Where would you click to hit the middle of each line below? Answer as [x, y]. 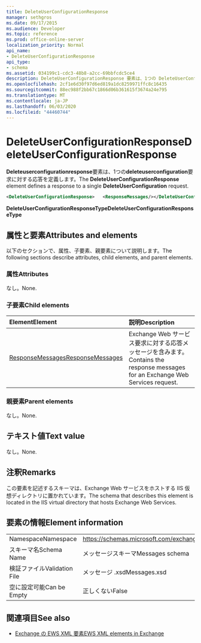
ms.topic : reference [32, 34]
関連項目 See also [38, 618]
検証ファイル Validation [41, 569]
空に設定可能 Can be [37, 587]
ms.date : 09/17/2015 [32, 23]
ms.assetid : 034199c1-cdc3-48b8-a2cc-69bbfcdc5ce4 [71, 73]
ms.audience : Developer [36, 28]
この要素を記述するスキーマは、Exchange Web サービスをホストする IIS [95, 488]
